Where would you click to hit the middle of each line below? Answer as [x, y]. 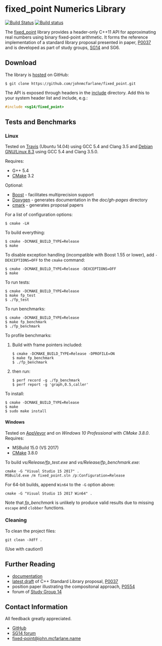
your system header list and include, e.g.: [46, 98]
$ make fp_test [20, 296]
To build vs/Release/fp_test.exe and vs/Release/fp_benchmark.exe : [72, 462]
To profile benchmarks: [28, 335]
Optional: [14, 185]
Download [21, 63]
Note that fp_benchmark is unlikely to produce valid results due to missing [80, 502]
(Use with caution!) [24, 549]
